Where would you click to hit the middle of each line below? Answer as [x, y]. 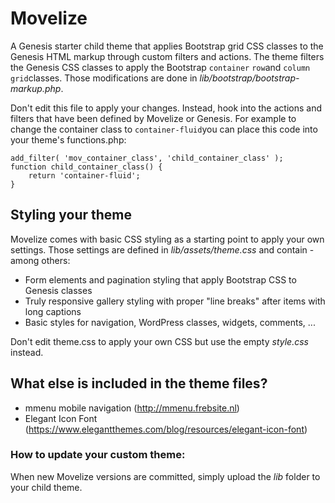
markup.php [36, 88]
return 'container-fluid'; [84, 175]
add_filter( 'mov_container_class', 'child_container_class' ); [147, 158]
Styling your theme [71, 215]
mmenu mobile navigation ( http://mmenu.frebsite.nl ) [132, 408]
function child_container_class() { [86, 167]
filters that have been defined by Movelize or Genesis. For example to [153, 118]
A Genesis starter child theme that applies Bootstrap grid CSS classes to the [167, 46]
